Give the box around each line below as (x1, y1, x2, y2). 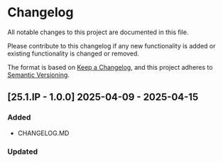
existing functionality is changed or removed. (7, 49, 140, 58)
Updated (7, 147, 38, 157)
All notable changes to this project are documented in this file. (7, 28, 189, 36)
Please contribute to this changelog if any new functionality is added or (7, 41, 216, 50)
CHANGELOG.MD (17, 129, 70, 137)
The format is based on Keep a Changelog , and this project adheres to (7, 63, 213, 71)
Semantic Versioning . (7, 70, 70, 79)
